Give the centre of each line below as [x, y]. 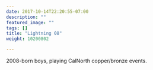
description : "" [26, 17]
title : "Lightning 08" [34, 34]
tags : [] [17, 28]
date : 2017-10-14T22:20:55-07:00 [47, 11]
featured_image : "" [30, 22]
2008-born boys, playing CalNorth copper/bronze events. [76, 61]
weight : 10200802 [28, 39]
